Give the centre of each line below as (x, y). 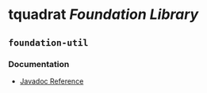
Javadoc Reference (52, 81)
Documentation (39, 64)
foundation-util (48, 43)
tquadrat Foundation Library (103, 15)
